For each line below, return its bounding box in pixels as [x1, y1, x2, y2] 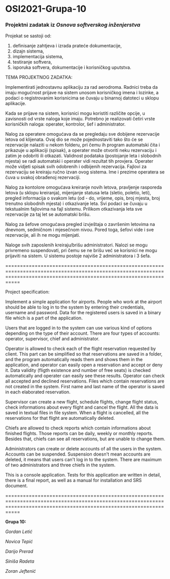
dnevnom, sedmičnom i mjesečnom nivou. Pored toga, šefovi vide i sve [5, 226, 154, 233]
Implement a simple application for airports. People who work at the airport [5, 299, 162, 305]
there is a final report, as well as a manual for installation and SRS [5, 477, 142, 484]
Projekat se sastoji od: [5, 33, 52, 39]
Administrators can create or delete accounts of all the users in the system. [5, 446, 162, 452]
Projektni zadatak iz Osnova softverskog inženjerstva [5, 21, 141, 29]
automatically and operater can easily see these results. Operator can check [5, 373, 165, 379]
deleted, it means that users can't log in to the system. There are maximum [5, 457, 162, 463]
